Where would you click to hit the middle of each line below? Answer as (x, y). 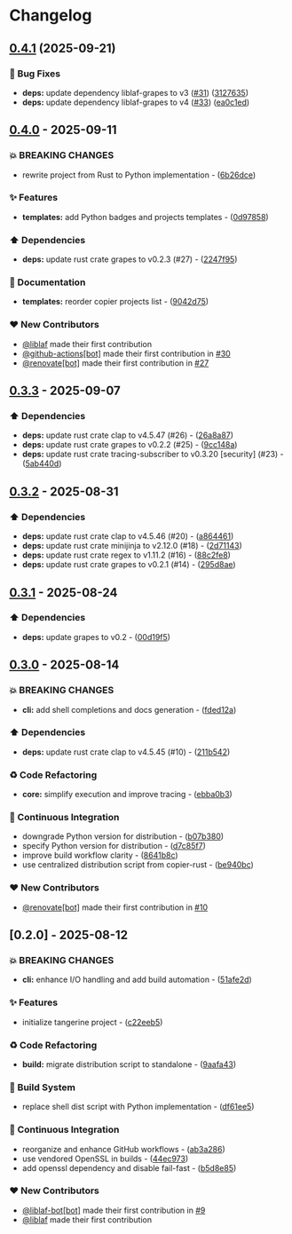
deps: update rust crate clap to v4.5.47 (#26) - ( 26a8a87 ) (127, 435)
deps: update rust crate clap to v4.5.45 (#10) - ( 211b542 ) (126, 752)
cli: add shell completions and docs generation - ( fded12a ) (129, 709)
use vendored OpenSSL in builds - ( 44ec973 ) (105, 1159)
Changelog (51, 16)
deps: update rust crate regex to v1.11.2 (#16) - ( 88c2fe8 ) (126, 555)
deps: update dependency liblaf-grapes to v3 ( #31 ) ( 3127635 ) (135, 92)
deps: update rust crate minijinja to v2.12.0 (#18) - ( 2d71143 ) (132, 546)
